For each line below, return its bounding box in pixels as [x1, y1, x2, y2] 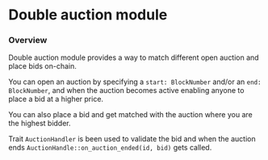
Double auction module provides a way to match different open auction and [8, 53, 260, 62]
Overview [8, 35, 48, 46]
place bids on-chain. [8, 61, 77, 71]
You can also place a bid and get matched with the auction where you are [8, 110, 253, 120]
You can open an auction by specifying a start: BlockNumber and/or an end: [8, 77, 262, 86]
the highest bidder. [8, 119, 71, 128]
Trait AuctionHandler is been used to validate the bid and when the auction [8, 134, 256, 144]
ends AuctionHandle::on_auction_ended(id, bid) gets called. [8, 143, 212, 153]
